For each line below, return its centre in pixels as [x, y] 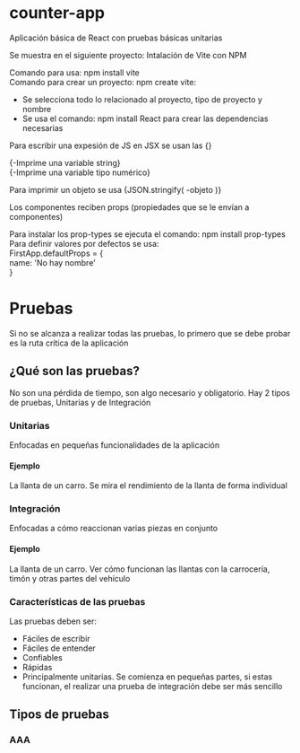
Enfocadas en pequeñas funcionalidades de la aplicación [115, 445]
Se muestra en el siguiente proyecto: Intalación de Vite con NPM [128, 55]
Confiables [42, 657]
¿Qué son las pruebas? [75, 371]
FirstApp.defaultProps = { [56, 253]
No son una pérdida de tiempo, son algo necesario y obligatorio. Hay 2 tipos [150, 392]
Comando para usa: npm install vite [75, 72]
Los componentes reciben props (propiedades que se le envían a [129, 207]
